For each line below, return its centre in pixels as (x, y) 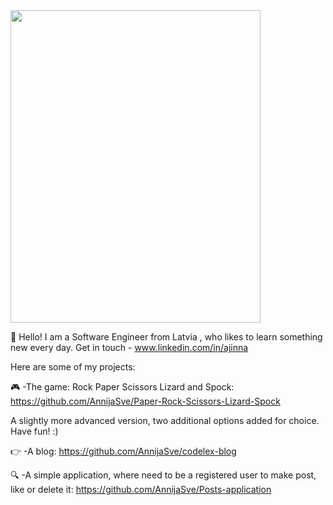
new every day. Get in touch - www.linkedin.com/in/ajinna (129, 347)
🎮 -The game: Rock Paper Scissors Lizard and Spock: (122, 387)
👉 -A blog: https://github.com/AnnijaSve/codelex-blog (123, 451)
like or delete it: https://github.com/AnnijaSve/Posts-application (141, 489)
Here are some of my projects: (73, 367)
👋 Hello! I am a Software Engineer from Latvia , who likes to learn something (166, 337)
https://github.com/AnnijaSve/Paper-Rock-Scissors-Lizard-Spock (145, 401)
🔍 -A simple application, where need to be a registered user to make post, (163, 475)
